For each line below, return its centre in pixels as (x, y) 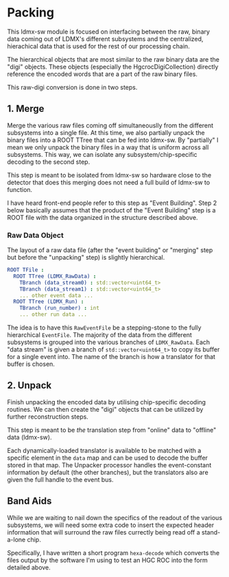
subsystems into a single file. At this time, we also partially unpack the (106, 132)
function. (20, 189)
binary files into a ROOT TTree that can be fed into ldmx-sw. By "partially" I (113, 140)
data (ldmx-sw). (29, 437)
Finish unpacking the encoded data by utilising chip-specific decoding (107, 402)
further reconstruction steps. (48, 417)
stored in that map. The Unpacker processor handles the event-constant (109, 465)
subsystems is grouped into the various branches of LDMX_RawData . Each (109, 342)
